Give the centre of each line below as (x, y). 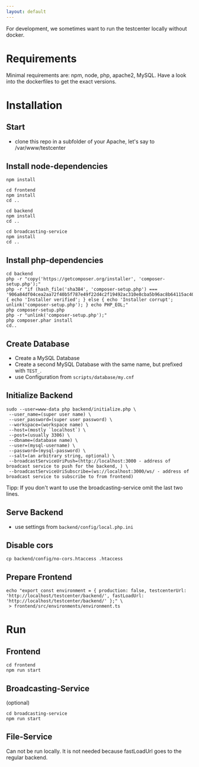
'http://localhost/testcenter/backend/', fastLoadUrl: (75, 596)
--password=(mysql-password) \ (47, 451)
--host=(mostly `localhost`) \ (47, 430)
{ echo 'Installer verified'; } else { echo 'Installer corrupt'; (90, 300)
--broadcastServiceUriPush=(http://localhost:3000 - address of (89, 461)
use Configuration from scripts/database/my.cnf (74, 377)
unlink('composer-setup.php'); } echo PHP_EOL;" (67, 305)
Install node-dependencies (57, 166)
